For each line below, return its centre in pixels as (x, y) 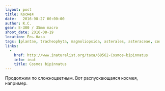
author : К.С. (18, 23)
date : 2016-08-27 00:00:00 (35, 19)
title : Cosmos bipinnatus (41, 64)
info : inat (25, 60)
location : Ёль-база (25, 37)
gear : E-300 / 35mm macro (31, 28)
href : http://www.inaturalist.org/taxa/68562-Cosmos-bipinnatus (81, 55)
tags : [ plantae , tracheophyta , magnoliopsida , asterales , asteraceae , (79, 42)
